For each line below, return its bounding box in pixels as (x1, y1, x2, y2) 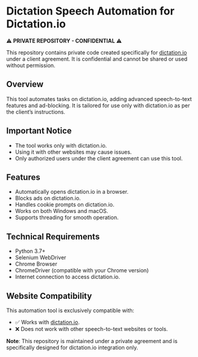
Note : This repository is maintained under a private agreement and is (6, 338, 178, 344)
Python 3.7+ (14, 247, 46, 255)
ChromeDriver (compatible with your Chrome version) (14, 267, 149, 274)
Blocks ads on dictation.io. (14, 195, 81, 202)
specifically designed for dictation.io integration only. (6, 344, 138, 351)
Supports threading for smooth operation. (14, 214, 119, 221)
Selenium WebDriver (14, 254, 66, 261)
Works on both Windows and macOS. (14, 208, 109, 215)
